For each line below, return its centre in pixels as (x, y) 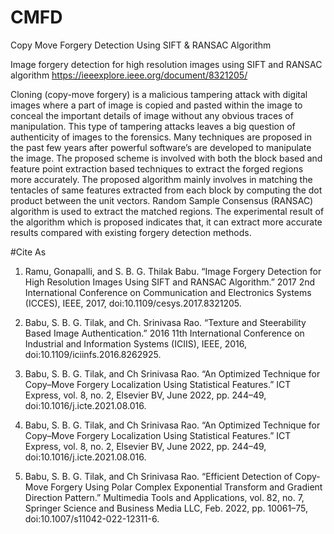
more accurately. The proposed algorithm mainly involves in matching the (161, 179)
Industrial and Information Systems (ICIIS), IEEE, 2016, (136, 343)
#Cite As (28, 252)
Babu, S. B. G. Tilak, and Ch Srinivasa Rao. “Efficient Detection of (158, 476)
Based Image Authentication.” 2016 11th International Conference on (164, 333)
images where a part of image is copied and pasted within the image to (156, 105)
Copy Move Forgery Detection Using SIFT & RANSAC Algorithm (141, 45)
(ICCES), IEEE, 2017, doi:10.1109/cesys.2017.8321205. (133, 303)
